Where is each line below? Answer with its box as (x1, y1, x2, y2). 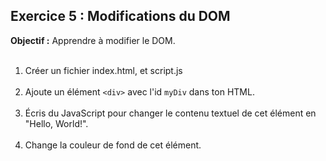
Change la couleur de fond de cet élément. (24, 139, 202, 151)
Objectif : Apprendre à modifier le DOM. (10, 34, 176, 46)
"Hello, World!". (24, 117, 89, 129)
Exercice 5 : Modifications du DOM (10, 8, 231, 25)
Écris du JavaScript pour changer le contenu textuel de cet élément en (24, 107, 317, 119)
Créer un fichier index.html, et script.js (24, 64, 183, 76)
